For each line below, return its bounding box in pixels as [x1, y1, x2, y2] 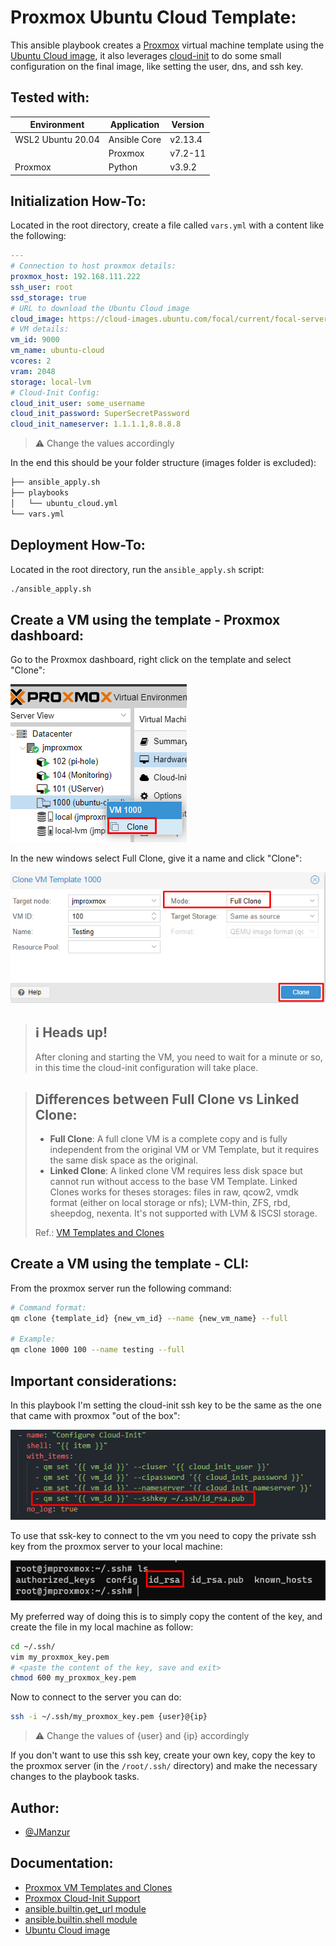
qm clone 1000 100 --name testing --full [10, 1345, 186, 1355]
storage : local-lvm [10, 377, 92, 387]
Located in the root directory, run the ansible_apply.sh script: [10, 563, 265, 575]
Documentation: [10, 1855, 114, 1872]
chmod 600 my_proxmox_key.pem [10, 1673, 137, 1683]
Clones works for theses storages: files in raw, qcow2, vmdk [49, 1186, 299, 1198]
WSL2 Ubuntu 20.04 [14, 133, 100, 145]
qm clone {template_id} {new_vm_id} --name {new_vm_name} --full [10, 1313, 288, 1323]
